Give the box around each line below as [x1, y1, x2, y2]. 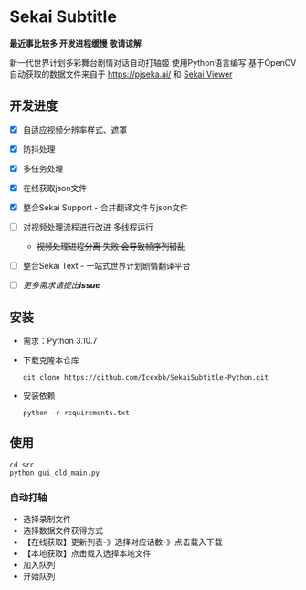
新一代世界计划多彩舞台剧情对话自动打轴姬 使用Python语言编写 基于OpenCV [9, 57, 297, 68]
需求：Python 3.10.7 [22, 336, 98, 347]
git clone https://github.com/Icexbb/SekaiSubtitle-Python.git [22, 373, 269, 382]
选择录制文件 [22, 514, 71, 525]
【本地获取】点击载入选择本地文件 [22, 548, 152, 559]
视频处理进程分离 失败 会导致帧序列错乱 [36, 241, 185, 252]
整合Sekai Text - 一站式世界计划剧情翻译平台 [22, 261, 191, 272]
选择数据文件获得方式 [22, 525, 103, 536]
